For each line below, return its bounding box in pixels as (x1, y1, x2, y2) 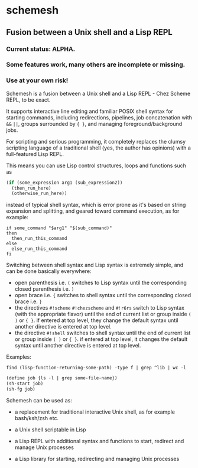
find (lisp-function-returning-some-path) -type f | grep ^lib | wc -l (6, 365, 186, 371)
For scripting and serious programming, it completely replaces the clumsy (6, 138, 186, 145)
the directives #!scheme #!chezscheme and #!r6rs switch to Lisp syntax (14, 304, 185, 311)
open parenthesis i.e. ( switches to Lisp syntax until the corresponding (14, 279, 187, 287)
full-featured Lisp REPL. (6, 150, 64, 157)
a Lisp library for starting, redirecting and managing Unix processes (14, 455, 180, 462)
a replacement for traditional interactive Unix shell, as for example (14, 408, 176, 415)
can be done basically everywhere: (6, 268, 92, 275)
